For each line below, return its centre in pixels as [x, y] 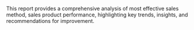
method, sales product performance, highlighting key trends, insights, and [97, 15]
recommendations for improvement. [50, 21]
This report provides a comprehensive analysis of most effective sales [93, 9]
